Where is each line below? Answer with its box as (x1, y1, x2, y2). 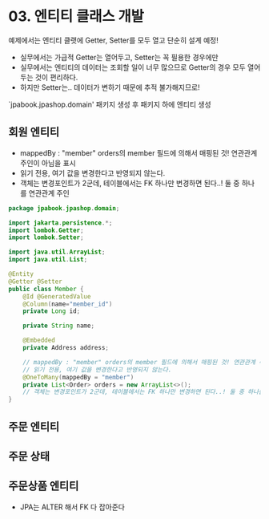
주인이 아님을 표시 (19, 158, 76, 168)
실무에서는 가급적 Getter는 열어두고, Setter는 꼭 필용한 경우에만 (19, 52, 219, 62)
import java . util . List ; (8, 256, 88, 264)
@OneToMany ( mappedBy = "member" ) (22, 373, 134, 381)
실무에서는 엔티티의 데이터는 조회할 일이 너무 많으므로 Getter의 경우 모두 (19, 62, 246, 72)
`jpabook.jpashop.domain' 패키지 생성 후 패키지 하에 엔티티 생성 (8, 99, 211, 109)
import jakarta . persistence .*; (8, 218, 113, 227)
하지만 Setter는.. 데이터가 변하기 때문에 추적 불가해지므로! (19, 82, 200, 92)
